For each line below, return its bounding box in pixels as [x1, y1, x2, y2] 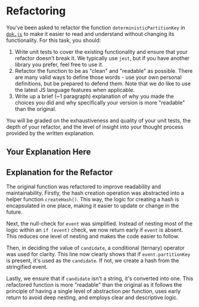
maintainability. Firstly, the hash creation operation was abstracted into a [6, 189, 185, 197]
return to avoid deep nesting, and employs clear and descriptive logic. [6, 294, 178, 301]
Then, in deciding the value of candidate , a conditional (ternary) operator [6, 244, 185, 251]
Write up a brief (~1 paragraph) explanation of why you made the [14, 93, 174, 100]
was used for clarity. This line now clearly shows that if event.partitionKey [6, 251, 191, 258]
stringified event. [6, 263, 48, 271]
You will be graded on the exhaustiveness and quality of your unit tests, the [6, 116, 191, 124]
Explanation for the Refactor [6, 167, 113, 177]
